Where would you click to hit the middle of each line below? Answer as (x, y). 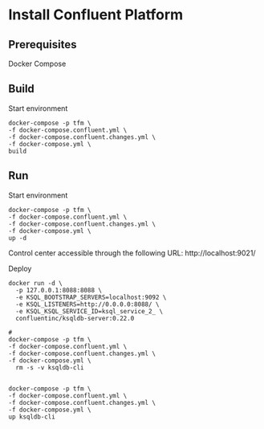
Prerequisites (43, 45)
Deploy (20, 268)
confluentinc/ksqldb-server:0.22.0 (75, 318)
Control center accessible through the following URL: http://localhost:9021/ (132, 253)
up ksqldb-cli (32, 417)
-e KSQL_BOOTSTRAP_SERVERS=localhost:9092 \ (91, 297)
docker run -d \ (35, 283)
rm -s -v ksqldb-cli (50, 367)
